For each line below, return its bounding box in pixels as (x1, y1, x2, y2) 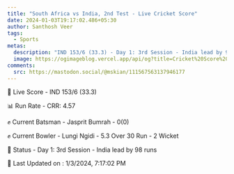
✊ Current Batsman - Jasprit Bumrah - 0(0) (7, 118, 130, 126)
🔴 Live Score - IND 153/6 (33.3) (7, 88, 97, 96)
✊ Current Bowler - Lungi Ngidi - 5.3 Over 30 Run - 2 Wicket (7, 132, 179, 140)
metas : (7, 42, 26, 49)
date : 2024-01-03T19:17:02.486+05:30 (7, 17, 117, 24)
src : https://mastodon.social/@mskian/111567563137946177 (13, 68, 186, 75)
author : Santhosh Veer (7, 23, 73, 30)
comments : (7, 62, 36, 69)
